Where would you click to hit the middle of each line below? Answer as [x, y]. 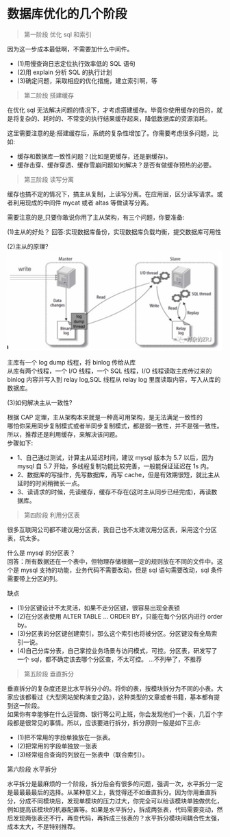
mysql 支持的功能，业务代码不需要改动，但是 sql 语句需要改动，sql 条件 [122, 570]
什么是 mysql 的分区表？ [41, 553]
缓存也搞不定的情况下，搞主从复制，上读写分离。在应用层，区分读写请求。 [112, 194]
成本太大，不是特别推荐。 [43, 826]
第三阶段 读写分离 [49, 179]
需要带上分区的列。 [34, 578]
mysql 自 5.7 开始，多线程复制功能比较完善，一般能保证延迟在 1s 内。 [115, 466]
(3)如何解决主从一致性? [40, 402]
